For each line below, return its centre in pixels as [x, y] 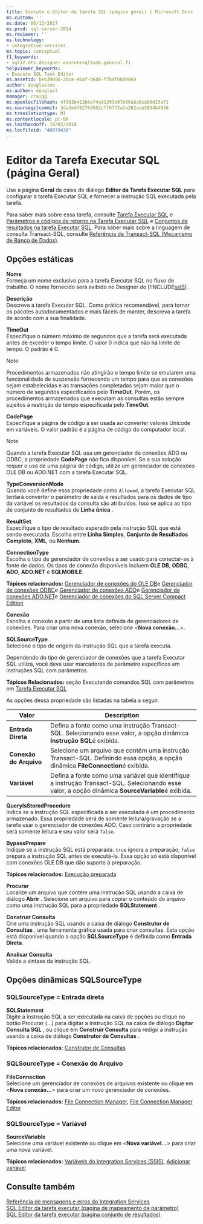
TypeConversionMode [35, 484]
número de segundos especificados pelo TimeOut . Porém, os [83, 392]
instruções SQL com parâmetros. [47, 670]
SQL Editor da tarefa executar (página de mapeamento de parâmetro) [93, 1208]
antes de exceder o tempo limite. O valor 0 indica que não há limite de [93, 343]
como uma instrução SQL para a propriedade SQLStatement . [83, 905]
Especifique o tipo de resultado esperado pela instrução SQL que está [94, 527]
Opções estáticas [40, 259]
